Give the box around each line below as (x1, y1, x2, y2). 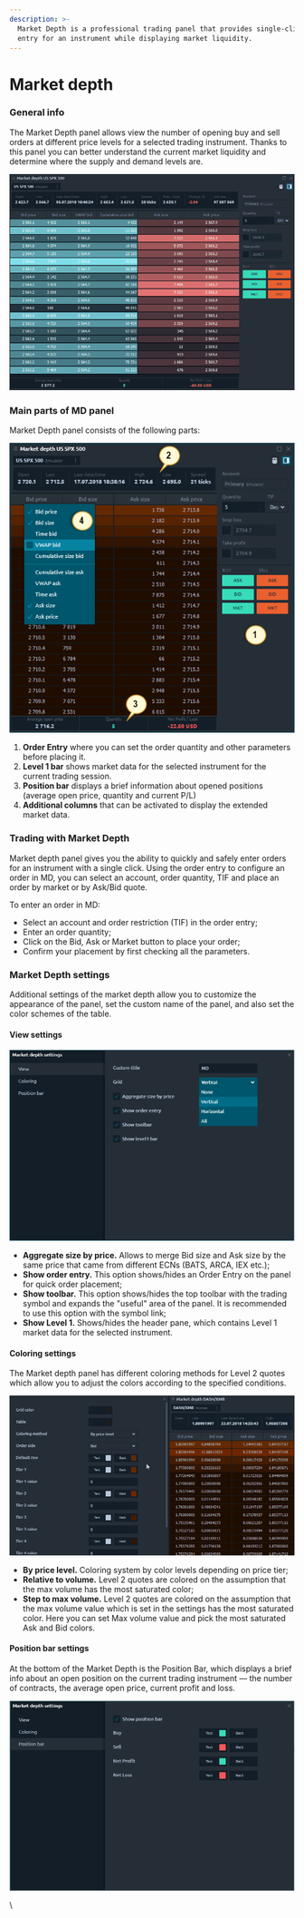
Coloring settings (9, 1347, 77, 1358)
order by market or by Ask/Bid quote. (9, 881, 147, 893)
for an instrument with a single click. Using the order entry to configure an (9, 862, 285, 873)
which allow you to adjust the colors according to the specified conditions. (9, 1377, 287, 1388)
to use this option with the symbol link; (22, 1307, 166, 1318)
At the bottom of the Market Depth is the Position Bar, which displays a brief (9, 1663, 292, 1674)
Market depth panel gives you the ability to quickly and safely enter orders (9, 853, 287, 864)
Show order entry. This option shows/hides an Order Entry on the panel (22, 1268, 291, 1279)
